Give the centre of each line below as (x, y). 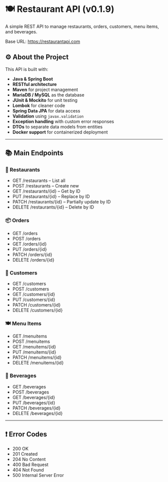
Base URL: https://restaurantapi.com (43, 41)
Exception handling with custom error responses (63, 121)
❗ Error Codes (26, 434)
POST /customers (30, 289)
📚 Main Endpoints (34, 153)
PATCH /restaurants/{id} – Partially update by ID (61, 202)
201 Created (25, 454)
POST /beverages (30, 392)
